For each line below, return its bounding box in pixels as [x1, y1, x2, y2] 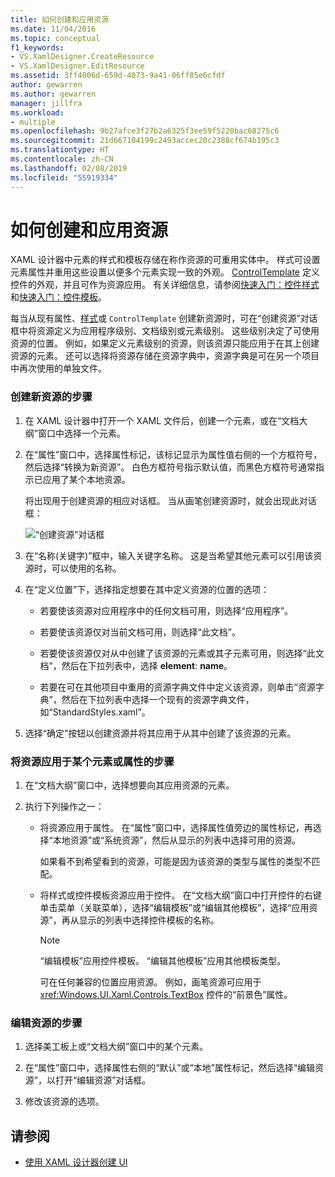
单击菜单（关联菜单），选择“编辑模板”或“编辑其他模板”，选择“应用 [39, 902, 310, 914]
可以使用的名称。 [51, 562, 122, 574]
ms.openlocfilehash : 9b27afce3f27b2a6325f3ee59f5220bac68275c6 [10, 126, 280, 136]
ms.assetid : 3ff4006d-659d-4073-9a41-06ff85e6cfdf [10, 71, 226, 81]
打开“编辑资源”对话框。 [54, 1074, 152, 1086]
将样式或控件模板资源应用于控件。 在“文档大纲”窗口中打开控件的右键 [39, 889, 322, 901]
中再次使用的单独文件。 [10, 362, 107, 375]
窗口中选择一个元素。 [37, 427, 126, 439]
